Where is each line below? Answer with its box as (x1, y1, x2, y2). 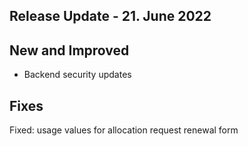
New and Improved (9, 42, 130, 59)
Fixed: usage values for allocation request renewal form (9, 124, 239, 136)
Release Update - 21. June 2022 (9, 8, 212, 25)
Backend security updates (23, 69, 132, 81)
